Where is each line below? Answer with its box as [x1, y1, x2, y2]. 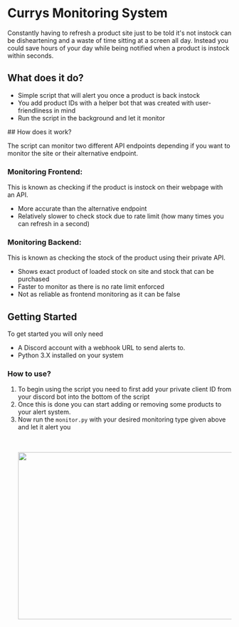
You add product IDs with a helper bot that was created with [17, 98, 194, 107]
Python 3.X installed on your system [17, 351, 124, 360]
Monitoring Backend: [7, 237, 82, 247]
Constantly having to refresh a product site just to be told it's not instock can [7, 29, 232, 37]
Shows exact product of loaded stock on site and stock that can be [17, 267, 215, 276]
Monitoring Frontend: [7, 166, 83, 176]
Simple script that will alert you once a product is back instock [17, 91, 201, 99]
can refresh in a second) [17, 220, 90, 228]
